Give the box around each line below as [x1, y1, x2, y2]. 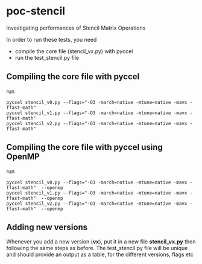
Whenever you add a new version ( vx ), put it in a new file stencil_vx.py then [6, 238, 196, 245]
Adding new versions [6, 222, 88, 232]
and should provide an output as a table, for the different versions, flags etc [6, 251, 194, 258]
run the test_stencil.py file [14, 54, 80, 61]
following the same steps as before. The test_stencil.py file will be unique [6, 245, 188, 252]
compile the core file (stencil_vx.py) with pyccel [14, 47, 133, 55]
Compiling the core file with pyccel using [6, 142, 163, 152]
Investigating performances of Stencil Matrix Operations [6, 24, 146, 31]
